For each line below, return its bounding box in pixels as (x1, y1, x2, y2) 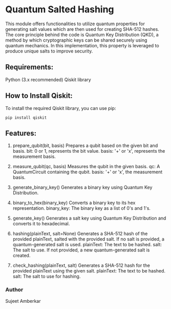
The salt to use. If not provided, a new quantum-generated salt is (12, 247, 150, 253)
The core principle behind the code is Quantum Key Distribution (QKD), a (5, 31, 159, 38)
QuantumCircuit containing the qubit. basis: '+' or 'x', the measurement (12, 169, 163, 175)
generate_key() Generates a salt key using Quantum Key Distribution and (12, 215, 166, 222)
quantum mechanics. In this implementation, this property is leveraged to (5, 42, 160, 48)
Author (5, 286, 24, 294)
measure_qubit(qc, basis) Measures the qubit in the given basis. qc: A (12, 163, 160, 170)
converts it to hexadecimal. (12, 221, 70, 227)
